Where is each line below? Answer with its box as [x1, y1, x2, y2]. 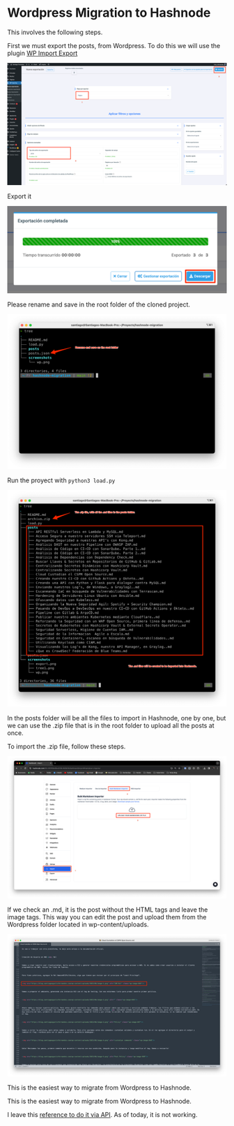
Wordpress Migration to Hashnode [7, 5, 211, 21]
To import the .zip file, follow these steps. [7, 742, 126, 751]
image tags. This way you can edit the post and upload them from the [7, 913, 207, 921]
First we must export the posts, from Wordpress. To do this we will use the [7, 41, 221, 50]
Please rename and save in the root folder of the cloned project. [7, 300, 190, 309]
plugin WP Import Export [7, 49, 78, 57]
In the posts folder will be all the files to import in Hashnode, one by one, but [7, 714, 226, 723]
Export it [7, 192, 32, 200]
